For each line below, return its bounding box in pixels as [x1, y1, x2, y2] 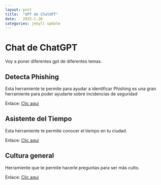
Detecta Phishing [5, 72, 59, 81]
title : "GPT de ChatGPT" [5, 12, 58, 17]
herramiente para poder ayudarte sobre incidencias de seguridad [5, 91, 138, 96]
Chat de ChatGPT [5, 42, 78, 53]
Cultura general [5, 152, 54, 160]
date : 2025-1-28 [5, 16, 43, 21]
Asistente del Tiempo [5, 115, 72, 123]
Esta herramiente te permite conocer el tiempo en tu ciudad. [5, 127, 127, 133]
